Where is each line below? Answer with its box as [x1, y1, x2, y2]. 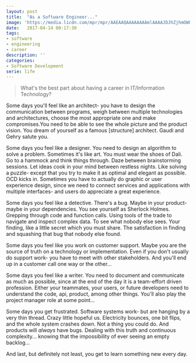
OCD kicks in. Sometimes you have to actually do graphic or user [6, 176, 162, 183]
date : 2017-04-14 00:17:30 [6, 25, 77, 31]
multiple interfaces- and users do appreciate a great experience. [6, 188, 162, 195]
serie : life [6, 69, 35, 74]
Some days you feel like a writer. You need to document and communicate [6, 272, 185, 279]
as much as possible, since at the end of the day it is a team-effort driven [6, 278, 182, 285]
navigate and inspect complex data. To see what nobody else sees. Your [6, 218, 180, 225]
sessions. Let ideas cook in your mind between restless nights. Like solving [6, 163, 187, 170]
